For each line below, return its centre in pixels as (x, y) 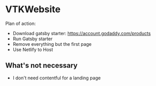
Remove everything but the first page (52, 44)
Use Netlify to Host (33, 49)
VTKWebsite (33, 9)
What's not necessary (42, 65)
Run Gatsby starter (33, 39)
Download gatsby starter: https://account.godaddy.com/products (82, 33)
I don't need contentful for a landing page (57, 78)
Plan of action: (21, 23)
